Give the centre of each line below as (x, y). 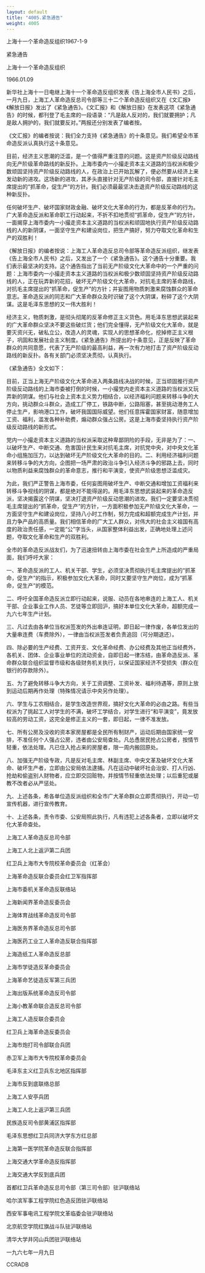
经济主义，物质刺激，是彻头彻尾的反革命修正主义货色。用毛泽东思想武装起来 (103, 317)
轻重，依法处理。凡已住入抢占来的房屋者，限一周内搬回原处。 (84, 748)
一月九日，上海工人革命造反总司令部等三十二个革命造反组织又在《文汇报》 (99, 100)
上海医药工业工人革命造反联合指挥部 (52, 941)
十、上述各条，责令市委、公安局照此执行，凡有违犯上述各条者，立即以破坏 (100, 817)
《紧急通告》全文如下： (36, 368)
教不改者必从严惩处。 (33, 783)
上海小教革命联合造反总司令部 (44, 1006)
